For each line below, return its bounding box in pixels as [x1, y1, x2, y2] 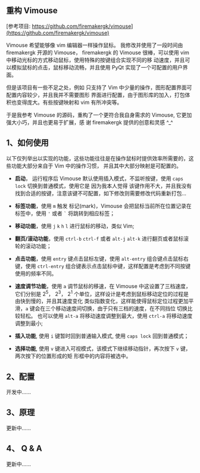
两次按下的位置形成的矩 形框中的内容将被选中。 [14, 352, 132, 360]
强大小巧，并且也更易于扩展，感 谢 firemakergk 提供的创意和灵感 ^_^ [6, 118, 174, 126]
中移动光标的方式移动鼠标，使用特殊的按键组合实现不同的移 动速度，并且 [6, 56, 185, 64]
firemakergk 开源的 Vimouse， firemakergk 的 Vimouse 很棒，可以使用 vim [6, 49, 189, 56]
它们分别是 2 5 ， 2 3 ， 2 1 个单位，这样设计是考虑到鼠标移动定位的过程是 [14, 289, 189, 297]
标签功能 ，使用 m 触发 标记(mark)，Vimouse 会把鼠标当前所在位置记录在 [14, 202, 192, 209]
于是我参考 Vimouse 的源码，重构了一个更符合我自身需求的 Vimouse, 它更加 [6, 111, 192, 118]
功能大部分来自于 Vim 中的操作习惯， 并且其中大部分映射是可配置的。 [11, 162, 182, 169]
